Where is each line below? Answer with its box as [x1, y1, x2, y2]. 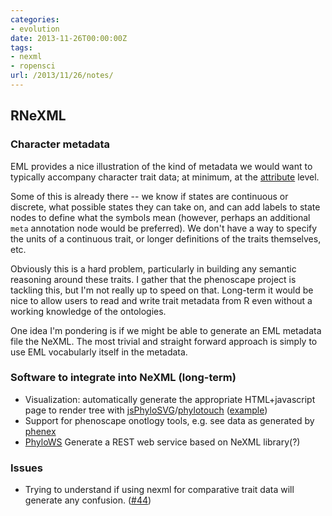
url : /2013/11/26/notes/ [10, 71, 114, 81]
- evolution [10, 24, 60, 34]
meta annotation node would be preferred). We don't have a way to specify [10, 222, 318, 234]
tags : [10, 42, 33, 53]
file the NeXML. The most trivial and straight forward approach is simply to [10, 335, 318, 347]
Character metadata [10, 137, 111, 151]
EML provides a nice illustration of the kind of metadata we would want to [10, 160, 313, 172]
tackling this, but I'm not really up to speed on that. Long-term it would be [10, 284, 314, 296]
